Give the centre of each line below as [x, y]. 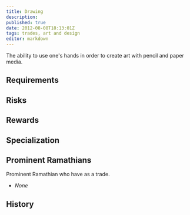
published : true [26, 22]
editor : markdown [27, 39]
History [20, 204]
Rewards [23, 120]
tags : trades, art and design [43, 33]
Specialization [33, 140]
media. [14, 62]
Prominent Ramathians [49, 160]
